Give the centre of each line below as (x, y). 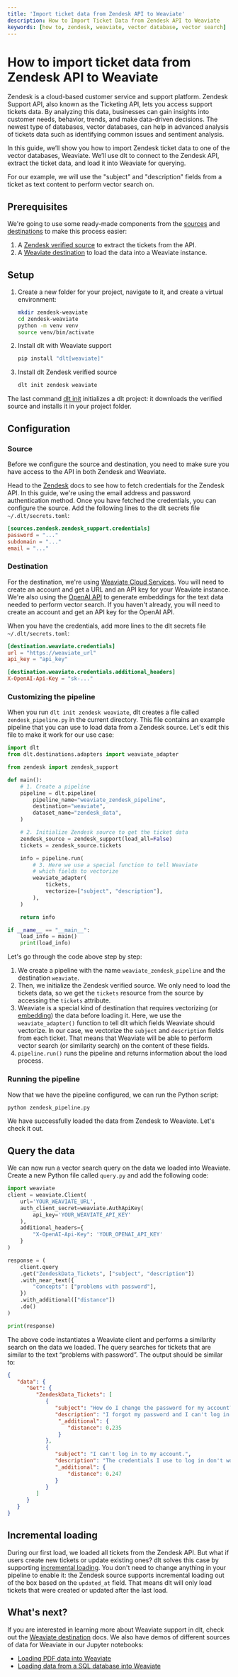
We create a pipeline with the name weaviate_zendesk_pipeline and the (121, 971)
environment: (37, 299)
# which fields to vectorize (76, 871)
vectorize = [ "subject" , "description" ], (104, 891)
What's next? (38, 1613)
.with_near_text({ (47, 1280)
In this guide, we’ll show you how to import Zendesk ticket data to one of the (119, 148)
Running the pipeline (44, 1079)
